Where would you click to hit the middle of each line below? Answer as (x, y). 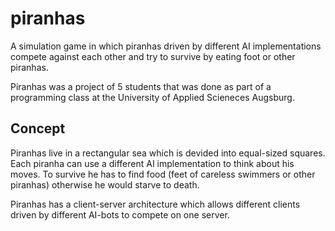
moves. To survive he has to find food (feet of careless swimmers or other (163, 174)
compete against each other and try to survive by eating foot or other (153, 56)
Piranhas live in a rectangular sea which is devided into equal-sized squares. (168, 153)
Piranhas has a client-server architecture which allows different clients (155, 204)
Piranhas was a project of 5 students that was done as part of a (141, 86)
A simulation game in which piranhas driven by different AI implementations (166, 46)
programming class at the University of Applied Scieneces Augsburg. (152, 97)
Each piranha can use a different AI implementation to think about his (152, 163)
